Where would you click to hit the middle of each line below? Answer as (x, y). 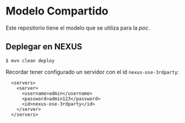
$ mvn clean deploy (30, 61)
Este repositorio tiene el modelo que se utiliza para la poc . (78, 28)
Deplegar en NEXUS (44, 47)
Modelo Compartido (57, 11)
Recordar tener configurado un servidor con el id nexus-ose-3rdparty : (92, 72)
